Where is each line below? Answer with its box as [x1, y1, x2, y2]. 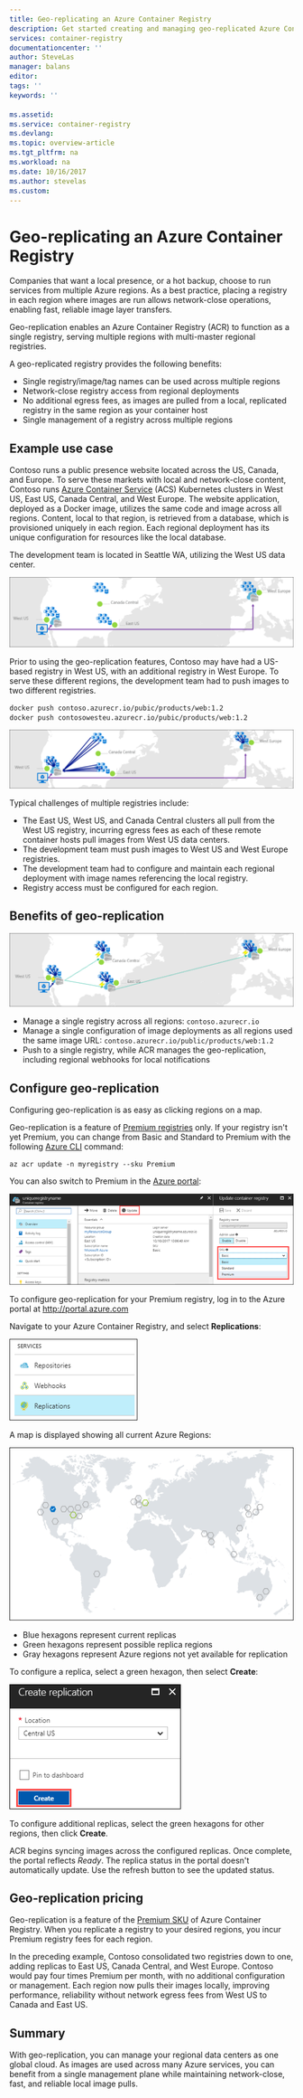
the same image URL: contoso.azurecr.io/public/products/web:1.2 [22, 1035, 274, 1046]
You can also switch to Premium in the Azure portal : [9, 1176, 201, 1186]
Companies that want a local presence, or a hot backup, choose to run [9, 276, 271, 287]
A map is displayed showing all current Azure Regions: [9, 1429, 212, 1440]
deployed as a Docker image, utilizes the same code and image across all [9, 503, 282, 515]
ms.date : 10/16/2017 [9, 167, 87, 176]
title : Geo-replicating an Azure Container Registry [9, 14, 212, 24]
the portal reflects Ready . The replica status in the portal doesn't [9, 1855, 250, 1866]
